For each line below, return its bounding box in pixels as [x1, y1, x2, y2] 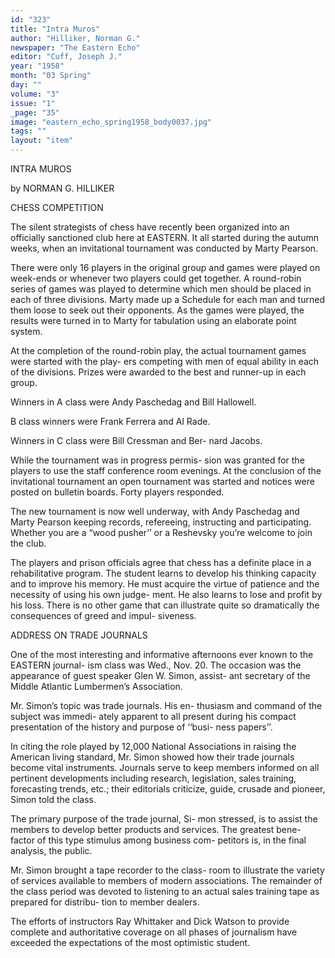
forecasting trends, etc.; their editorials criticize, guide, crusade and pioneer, [10, 783, 326, 795]
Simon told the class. [10, 794, 97, 805]
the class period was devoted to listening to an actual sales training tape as [10, 886, 320, 897]
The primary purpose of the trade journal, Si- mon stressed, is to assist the [10, 813, 318, 825]
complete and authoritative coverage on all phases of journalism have [10, 926, 298, 938]
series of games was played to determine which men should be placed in [10, 283, 312, 295]
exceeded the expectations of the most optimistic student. [10, 937, 251, 948]
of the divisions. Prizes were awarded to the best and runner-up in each [10, 366, 307, 378]
